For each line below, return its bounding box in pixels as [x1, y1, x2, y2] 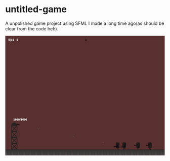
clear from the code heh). [5, 25, 59, 31]
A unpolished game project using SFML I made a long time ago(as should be [5, 20, 164, 26]
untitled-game [5, 4, 67, 15]
